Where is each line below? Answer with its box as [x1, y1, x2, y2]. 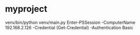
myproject [5, 3, 48, 15]
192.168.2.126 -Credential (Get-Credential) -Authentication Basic [5, 24, 134, 30]
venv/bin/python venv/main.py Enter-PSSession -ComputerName [5, 19, 136, 25]
